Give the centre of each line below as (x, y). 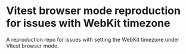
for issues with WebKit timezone (88, 23)
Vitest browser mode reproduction (93, 11)
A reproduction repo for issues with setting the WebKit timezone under (93, 39)
